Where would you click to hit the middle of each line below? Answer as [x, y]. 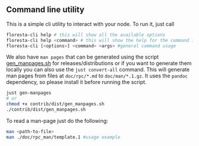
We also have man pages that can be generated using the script [82, 57]
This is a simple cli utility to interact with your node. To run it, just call [90, 24]
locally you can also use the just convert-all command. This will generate [98, 70]
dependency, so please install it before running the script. [76, 82]
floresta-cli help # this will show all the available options [86, 35]
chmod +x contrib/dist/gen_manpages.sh [55, 104]
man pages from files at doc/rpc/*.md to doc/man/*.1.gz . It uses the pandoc [97, 76]
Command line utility [45, 10]
